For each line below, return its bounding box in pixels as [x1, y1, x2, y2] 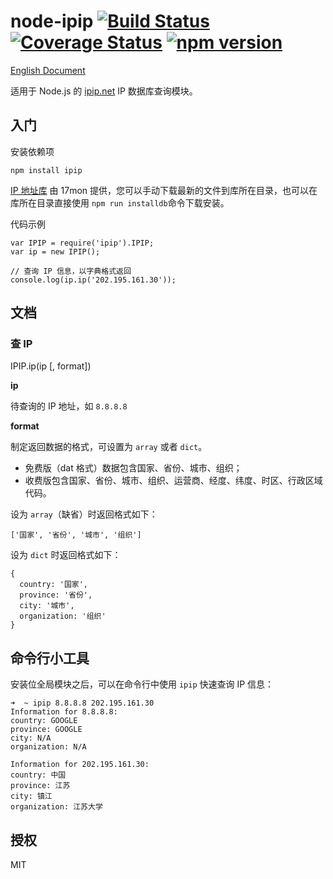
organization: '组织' [19, 611, 107, 622]
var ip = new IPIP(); [10, 246, 101, 257]
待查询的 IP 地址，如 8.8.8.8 [10, 400, 128, 412]
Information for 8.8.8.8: [10, 707, 118, 717]
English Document [10, 64, 86, 76]
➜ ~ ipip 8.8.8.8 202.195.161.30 [10, 698, 155, 709]
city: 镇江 [10, 791, 53, 802]
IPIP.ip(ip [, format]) [10, 360, 92, 372]
